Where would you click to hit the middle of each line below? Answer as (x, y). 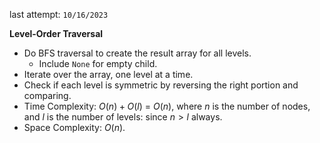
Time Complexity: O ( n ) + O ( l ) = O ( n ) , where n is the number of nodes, (167, 106)
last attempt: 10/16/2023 (59, 14)
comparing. (47, 95)
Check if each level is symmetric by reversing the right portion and (161, 85)
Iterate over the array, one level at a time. (108, 74)
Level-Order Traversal (56, 33)
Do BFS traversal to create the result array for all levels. (137, 53)
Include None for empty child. (98, 63)
